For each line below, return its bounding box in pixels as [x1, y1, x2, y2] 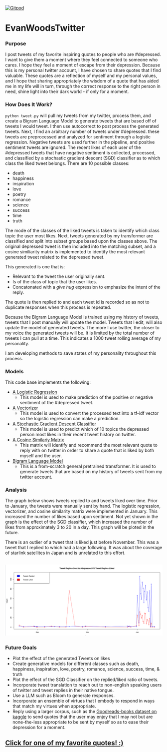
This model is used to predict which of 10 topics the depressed [19, 426, 149, 432]
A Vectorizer [12, 405, 38, 411]
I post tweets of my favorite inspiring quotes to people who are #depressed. [5, 51, 161, 57]
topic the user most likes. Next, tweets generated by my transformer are [5, 232, 154, 239]
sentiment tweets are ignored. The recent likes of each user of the [5, 144, 141, 150]
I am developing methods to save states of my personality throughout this [5, 350, 157, 356]
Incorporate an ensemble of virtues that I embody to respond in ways [12, 698, 155, 704]
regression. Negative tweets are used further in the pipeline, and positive [5, 139, 155, 145]
